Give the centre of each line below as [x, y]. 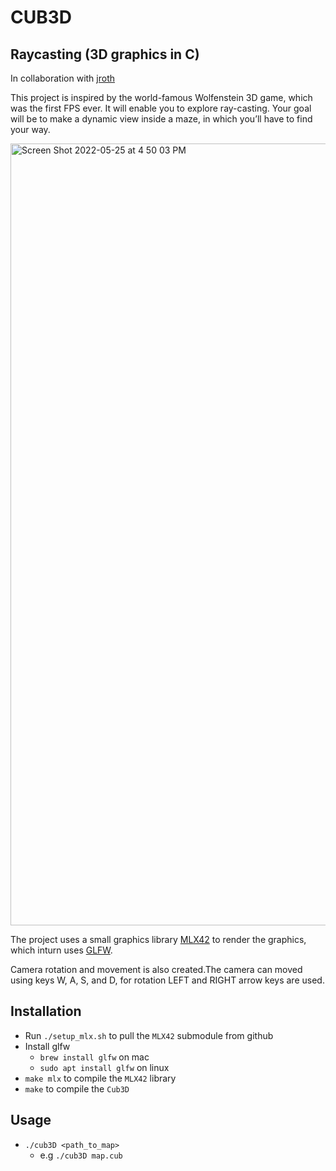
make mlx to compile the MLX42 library [100, 1078]
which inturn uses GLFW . [61, 950]
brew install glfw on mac [94, 1057]
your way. [30, 129]
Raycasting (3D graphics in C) [105, 54]
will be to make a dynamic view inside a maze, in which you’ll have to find [161, 119]
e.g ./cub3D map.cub [81, 1155]
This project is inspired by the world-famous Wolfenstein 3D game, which [161, 97]
